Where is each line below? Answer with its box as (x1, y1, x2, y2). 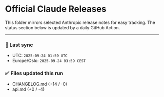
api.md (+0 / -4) (12, 86, 45, 92)
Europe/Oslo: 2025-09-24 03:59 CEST (12, 58, 86, 64)
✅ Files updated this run (5, 70, 63, 77)
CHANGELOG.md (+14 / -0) (12, 81, 67, 87)
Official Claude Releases (5, 3, 106, 15)
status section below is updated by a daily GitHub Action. (5, 24, 120, 30)
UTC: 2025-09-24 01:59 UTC (12, 53, 68, 58)
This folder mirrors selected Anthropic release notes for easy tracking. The (5, 19, 155, 25)
